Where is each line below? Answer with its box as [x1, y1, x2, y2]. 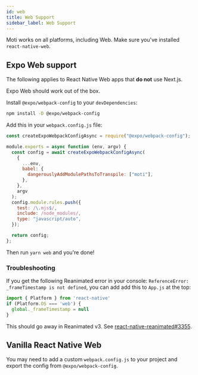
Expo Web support [6, 60, 77, 70]
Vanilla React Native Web [6, 340, 102, 350]
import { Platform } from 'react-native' [6, 295, 111, 301]
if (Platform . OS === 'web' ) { [6, 300, 82, 307]
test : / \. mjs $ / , [17, 205, 58, 211]
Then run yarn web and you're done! [6, 249, 95, 256]
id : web [6, 8, 26, 15]
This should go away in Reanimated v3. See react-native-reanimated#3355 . [6, 322, 192, 330]
